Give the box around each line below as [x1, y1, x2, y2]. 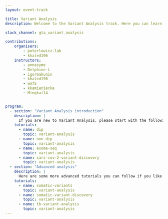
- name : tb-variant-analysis [18, 201, 79, 207]
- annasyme [23, 62, 46, 68]
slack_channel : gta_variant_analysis [5, 30, 84, 35]
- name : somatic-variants [18, 183, 72, 188]
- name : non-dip [18, 136, 52, 141]
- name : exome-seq [18, 146, 57, 151]
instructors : [14, 58, 41, 63]
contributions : [5, 39, 37, 44]
